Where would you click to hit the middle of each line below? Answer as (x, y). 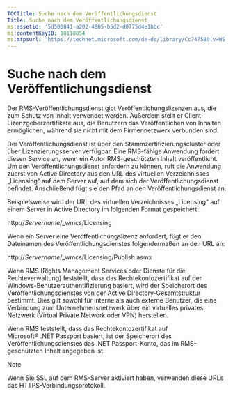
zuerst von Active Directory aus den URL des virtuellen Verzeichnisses (109, 174)
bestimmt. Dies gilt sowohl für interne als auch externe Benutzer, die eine (112, 300)
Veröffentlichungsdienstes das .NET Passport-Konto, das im (93, 344)
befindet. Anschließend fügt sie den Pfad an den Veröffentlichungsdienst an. (117, 188)
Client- (194, 116)
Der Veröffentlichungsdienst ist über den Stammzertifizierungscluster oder (114, 144)
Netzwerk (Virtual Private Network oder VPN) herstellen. (88, 315)
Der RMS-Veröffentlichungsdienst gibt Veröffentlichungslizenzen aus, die (112, 108)
